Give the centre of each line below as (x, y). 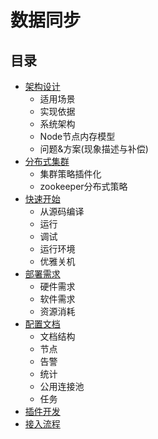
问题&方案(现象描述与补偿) (94, 149)
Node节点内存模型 (77, 136)
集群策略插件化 (70, 174)
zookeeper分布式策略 (83, 186)
